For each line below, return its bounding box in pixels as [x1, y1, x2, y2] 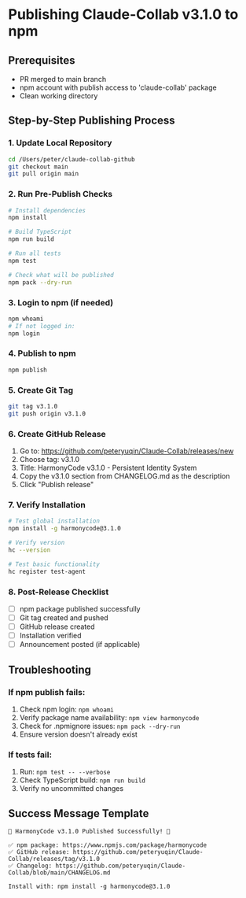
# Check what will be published [8, 271, 114, 279]
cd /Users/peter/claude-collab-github [8, 155, 135, 163]
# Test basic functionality [8, 560, 101, 568]
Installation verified [19, 631, 82, 641]
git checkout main [8, 163, 68, 171]
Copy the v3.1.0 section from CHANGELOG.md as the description [19, 471, 230, 481]
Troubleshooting [8, 663, 92, 676]
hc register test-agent [8, 567, 86, 575]
